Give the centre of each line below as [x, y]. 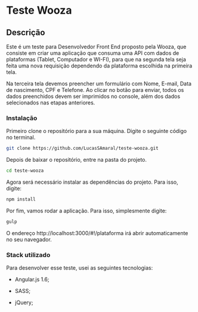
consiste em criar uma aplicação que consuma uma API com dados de [93, 53]
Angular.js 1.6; [32, 279]
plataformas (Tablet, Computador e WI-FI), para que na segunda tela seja [96, 59]
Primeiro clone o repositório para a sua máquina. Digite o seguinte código [97, 131]
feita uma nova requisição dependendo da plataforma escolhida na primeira [99, 66]
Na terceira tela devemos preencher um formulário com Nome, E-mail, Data [99, 84]
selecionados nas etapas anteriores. [51, 103]
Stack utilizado [28, 255]
